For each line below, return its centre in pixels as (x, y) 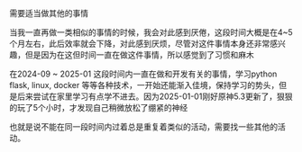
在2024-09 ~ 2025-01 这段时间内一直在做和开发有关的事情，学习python (143, 74)
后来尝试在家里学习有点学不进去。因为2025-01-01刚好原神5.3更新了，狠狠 (155, 96)
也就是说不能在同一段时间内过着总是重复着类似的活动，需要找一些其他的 (143, 127)
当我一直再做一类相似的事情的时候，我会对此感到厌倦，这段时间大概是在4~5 (151, 32)
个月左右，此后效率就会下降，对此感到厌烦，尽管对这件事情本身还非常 (140, 44)
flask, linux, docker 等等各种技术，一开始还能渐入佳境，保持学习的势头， (144, 85)
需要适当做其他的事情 (49, 13)
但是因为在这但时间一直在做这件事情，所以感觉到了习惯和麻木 (139, 55)
